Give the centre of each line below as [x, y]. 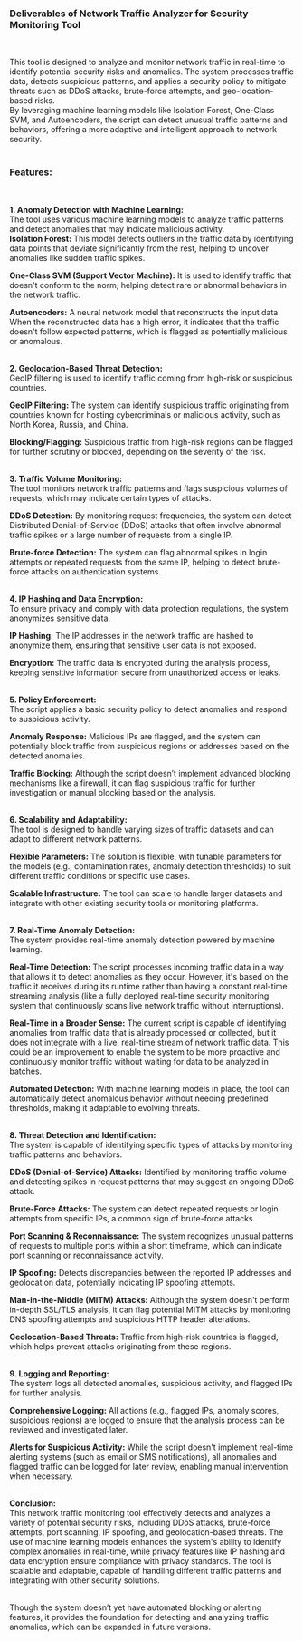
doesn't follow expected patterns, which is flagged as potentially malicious [148, 331]
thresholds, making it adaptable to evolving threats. [105, 1107]
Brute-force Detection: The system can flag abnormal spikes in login [138, 552]
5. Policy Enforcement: [53, 700]
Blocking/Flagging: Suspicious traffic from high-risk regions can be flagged [151, 441]
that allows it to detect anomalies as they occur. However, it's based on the [149, 976]
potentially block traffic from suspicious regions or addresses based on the [149, 746]
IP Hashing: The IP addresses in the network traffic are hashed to [132, 635]
